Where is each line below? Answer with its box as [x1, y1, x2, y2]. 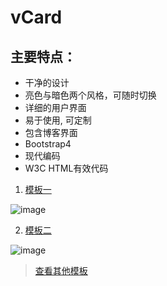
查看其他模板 [34, 265, 88, 276]
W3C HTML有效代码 [24, 162, 109, 174]
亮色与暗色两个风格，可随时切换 [24, 89, 157, 101]
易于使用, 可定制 [24, 114, 92, 126]
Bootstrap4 [24, 138, 72, 150]
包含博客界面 [24, 127, 78, 138]
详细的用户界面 [24, 102, 87, 113]
